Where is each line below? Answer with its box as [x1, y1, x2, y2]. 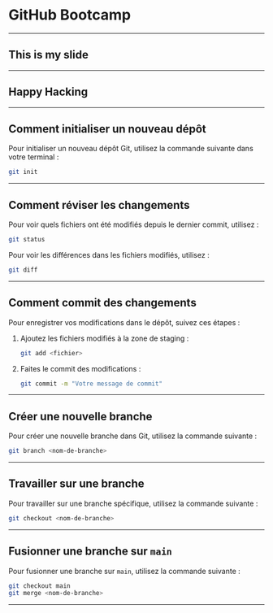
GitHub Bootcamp [8, 6, 132, 24]
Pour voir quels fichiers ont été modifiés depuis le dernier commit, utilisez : [8, 220, 259, 229]
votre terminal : [8, 152, 59, 162]
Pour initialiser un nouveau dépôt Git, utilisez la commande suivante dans [8, 144, 253, 154]
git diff [8, 266, 38, 274]
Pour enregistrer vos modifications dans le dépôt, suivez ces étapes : [8, 317, 240, 327]
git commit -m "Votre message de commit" [19, 380, 163, 388]
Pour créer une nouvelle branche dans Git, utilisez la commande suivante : [8, 431, 258, 441]
